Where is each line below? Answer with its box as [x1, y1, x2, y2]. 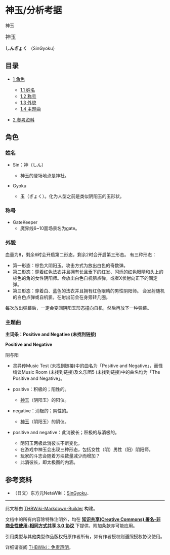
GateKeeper [12, 219, 38, 225]
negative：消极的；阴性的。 [12, 408, 71, 414]
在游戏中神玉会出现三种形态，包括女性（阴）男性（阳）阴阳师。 [20, 446, 153, 452]
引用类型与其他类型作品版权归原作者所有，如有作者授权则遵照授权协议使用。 [5, 534, 165, 540]
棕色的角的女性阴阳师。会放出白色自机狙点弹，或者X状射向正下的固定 [12, 275, 158, 281]
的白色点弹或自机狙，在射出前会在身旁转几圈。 [12, 294, 110, 300]
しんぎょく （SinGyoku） [5, 45, 58, 51]
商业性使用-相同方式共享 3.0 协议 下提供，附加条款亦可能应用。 [5, 523, 138, 529]
